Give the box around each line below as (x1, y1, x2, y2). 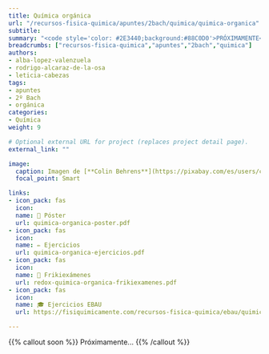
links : (8, 189, 30, 197)
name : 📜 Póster (15, 211, 66, 219)
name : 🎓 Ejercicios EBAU (15, 301, 102, 309)
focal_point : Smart (15, 175, 81, 183)
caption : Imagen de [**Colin (15, 167, 113, 175)
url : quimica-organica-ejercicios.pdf (15, 249, 146, 257)
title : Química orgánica (8, 11, 91, 20)
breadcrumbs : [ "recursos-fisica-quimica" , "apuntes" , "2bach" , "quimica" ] (8, 42, 252, 50)
